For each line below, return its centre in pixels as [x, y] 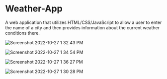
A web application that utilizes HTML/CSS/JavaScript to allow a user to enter [83, 22]
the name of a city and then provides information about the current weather [83, 27]
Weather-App [34, 9]
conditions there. [22, 33]
